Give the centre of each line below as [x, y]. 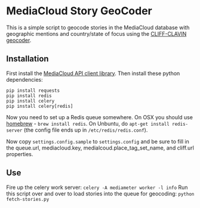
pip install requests [33, 91]
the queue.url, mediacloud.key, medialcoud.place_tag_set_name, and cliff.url [100, 148]
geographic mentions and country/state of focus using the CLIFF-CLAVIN [96, 33]
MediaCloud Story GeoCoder [79, 11]
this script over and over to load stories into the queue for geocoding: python [100, 193]
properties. [20, 154]
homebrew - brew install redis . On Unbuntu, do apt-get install [88, 123]
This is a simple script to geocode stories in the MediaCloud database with [98, 27]
